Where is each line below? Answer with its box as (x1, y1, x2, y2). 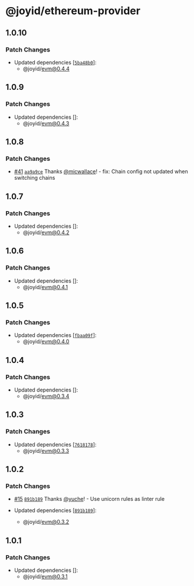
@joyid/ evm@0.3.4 (22, 393, 70, 400)
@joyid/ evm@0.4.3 (22, 119, 70, 127)
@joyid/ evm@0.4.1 (22, 283, 68, 290)
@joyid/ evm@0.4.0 (22, 338, 70, 345)
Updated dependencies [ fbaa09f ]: (14, 332, 97, 339)
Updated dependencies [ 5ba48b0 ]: (14, 59, 97, 66)
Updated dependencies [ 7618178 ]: (14, 441, 97, 448)
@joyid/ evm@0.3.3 (22, 447, 69, 454)
